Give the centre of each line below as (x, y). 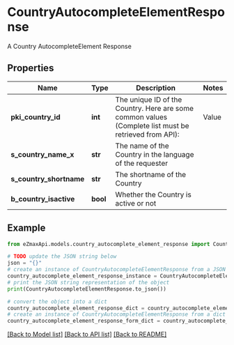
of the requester (142, 163)
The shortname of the (151, 174)
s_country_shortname (48, 178)
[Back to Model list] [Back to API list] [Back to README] (87, 335)
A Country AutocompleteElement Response (70, 46)
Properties (31, 68)
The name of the (142, 146)
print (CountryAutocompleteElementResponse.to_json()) (87, 289)
